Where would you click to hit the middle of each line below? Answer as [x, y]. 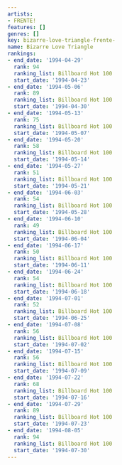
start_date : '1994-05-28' [52, 213]
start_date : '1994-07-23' [52, 424]
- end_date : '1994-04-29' [45, 60]
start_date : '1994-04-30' [52, 107]
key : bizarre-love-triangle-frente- [61, 41]
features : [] [27, 27]
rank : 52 [27, 305]
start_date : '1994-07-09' [52, 371]
